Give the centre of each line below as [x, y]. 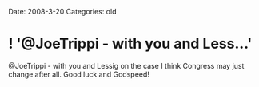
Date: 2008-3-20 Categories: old [62, 12]
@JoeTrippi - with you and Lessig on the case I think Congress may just [126, 65]
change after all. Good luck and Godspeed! [79, 74]
